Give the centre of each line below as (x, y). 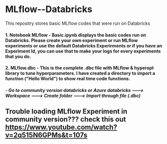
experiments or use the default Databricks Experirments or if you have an (84, 45)
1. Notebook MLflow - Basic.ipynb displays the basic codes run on (76, 35)
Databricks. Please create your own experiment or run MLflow (72, 40)
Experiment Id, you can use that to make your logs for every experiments (83, 51)
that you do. (18, 56)
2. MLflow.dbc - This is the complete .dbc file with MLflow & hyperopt (79, 68)
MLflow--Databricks (49, 9)
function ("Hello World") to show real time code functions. (68, 79)
